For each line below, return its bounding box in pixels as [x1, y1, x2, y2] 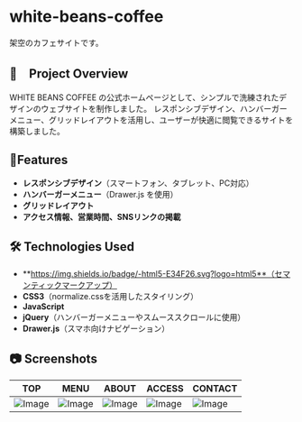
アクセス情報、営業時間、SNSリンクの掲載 [22, 211, 182, 222]
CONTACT [192, 382, 238, 395]
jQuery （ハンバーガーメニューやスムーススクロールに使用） [22, 312, 246, 323]
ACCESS [146, 382, 184, 395]
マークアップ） [61, 280, 117, 290]
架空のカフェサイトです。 [9, 37, 104, 48]
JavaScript [22, 301, 65, 312]
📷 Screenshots [9, 351, 97, 366]
